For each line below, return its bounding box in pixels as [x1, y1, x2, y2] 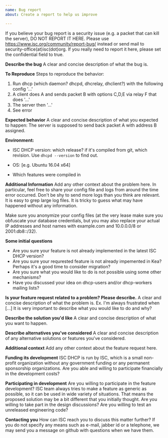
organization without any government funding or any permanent [17, 360, 150, 366]
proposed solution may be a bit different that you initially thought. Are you [5, 396, 157, 402]
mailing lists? [12, 285, 40, 291]
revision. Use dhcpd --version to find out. [12, 152, 99, 158]
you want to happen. [5, 320, 48, 326]
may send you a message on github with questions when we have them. [5, 427, 154, 433]
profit [5, 360, 17, 366]
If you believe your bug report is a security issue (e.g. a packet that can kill [5, 30, 159, 36]
